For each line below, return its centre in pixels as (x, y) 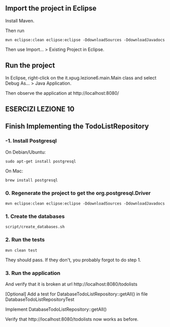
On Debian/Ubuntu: (25, 152)
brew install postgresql (32, 180)
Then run (15, 31)
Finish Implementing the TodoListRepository (77, 126)
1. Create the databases (35, 216)
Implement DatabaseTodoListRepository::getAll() (56, 309)
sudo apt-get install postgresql (41, 161)
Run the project (30, 66)
